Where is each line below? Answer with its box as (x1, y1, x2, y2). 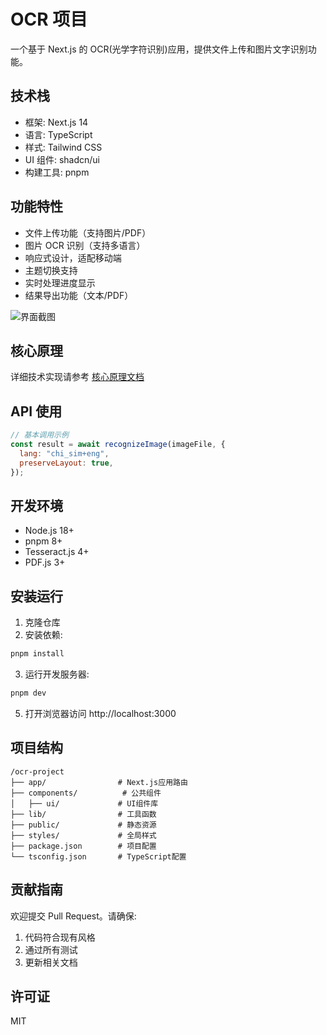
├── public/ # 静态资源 (10, 820, 157, 830)
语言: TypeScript (24, 128, 93, 140)
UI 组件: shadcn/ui (24, 153, 100, 165)
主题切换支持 (24, 264, 78, 276)
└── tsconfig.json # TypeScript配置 (10, 851, 187, 862)
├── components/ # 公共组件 (10, 788, 162, 798)
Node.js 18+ (24, 525, 75, 537)
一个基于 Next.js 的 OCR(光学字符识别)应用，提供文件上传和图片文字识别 (10, 43, 308, 55)
